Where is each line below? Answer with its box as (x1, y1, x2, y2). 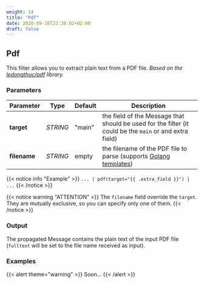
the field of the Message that (102, 112, 185, 120)
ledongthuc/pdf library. (6, 71, 64, 78)
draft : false (6, 25, 39, 32)
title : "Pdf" (6, 15, 39, 21)
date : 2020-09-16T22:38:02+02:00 (6, 20, 91, 26)
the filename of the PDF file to (102, 144, 187, 153)
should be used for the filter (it (102, 120, 189, 128)
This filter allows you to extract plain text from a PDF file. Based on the (6, 64, 183, 72)
